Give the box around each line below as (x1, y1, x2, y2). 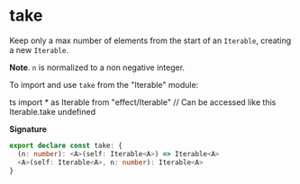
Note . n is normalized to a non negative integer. (9, 62, 186, 73)
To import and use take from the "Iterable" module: (9, 79, 199, 90)
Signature (9, 123, 48, 135)
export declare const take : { (9, 141, 123, 150)
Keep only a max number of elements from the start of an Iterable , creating (9, 35, 292, 46)
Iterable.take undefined (9, 106, 96, 117)
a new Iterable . (9, 44, 69, 55)
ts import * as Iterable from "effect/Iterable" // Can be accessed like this (9, 96, 277, 108)
